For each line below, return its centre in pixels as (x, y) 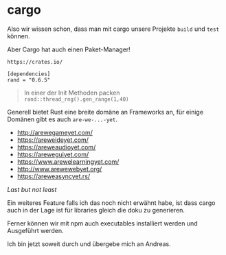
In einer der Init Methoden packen (72, 93)
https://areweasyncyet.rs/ (54, 176)
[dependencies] (29, 74)
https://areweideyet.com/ (53, 140)
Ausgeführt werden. (35, 230)
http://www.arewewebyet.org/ (59, 169)
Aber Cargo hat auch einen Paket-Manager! (69, 49)
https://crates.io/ (35, 62)
